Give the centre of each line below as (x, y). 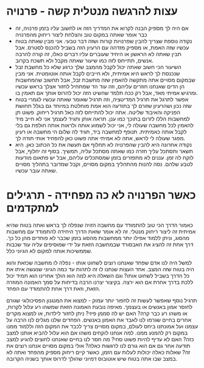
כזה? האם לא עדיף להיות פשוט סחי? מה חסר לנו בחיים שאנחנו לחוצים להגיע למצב (100, 339)
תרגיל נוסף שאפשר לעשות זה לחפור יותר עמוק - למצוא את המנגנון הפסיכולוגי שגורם (102, 300)
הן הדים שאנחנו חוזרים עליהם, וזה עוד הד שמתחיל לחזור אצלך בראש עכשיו (100, 86)
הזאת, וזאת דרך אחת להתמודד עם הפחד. (53, 288)
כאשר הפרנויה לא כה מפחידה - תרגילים (101, 195)
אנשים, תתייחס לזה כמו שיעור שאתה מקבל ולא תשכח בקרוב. (84, 60)
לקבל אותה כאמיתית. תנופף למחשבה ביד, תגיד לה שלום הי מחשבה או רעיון (101, 132)
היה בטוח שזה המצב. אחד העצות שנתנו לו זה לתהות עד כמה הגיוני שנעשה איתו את (100, 269)
